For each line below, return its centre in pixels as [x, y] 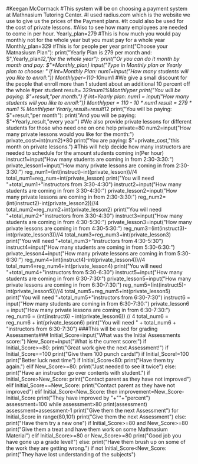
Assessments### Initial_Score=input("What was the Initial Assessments [93, 335]
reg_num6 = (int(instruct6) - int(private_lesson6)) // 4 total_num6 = [88, 316]
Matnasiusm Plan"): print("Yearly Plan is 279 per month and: [79, 52]
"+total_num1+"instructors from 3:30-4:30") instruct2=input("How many [94, 184]
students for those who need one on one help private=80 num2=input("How [99, 128]
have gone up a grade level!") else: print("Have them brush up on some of [96, 442]
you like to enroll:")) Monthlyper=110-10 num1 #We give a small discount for [97, 77]
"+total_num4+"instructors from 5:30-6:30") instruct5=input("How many [94, 272]
